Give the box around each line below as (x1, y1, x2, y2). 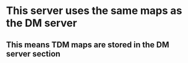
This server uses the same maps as (6, 4, 182, 17)
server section (6, 48, 61, 59)
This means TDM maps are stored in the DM (6, 40, 169, 50)
